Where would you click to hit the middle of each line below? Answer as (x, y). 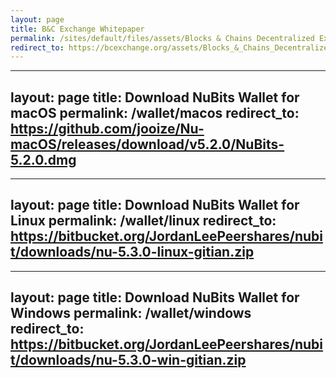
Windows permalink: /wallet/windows (131, 313)
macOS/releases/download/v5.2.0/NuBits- (147, 144)
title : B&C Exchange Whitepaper (77, 29)
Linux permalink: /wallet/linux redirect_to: (143, 221)
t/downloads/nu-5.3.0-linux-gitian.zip (132, 252)
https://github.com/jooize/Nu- (107, 128)
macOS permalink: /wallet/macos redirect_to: (155, 112)
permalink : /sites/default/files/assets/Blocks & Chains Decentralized (162, 38)
